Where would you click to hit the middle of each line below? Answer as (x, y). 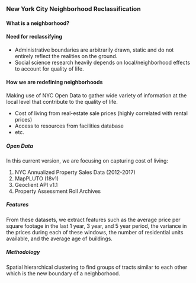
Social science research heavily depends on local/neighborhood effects (102, 62)
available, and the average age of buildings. (59, 239)
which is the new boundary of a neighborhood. (63, 273)
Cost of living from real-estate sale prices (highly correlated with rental (101, 113)
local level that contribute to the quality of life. (62, 101)
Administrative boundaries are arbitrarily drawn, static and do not (94, 50)
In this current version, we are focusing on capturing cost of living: (87, 160)
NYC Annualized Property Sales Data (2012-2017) (75, 172)
